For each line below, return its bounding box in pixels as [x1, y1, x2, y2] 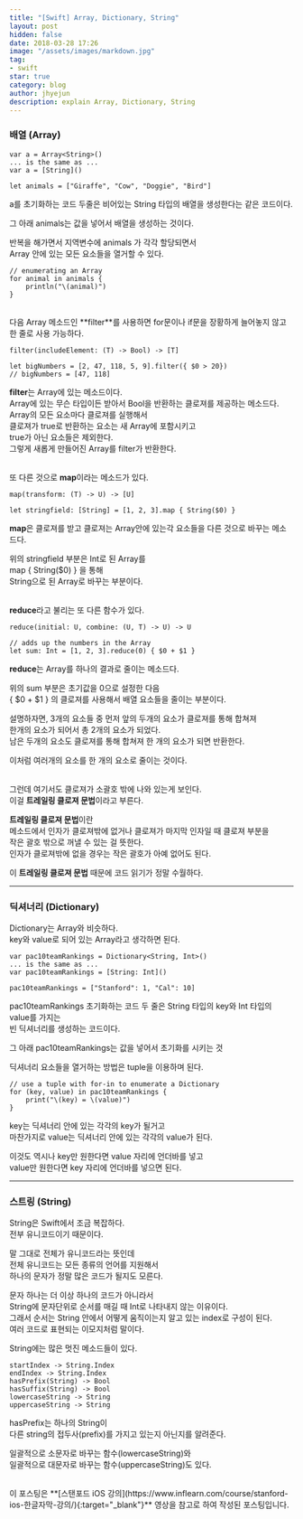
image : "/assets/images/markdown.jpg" [9, 47, 155, 56]
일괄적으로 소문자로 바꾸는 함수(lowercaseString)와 [9, 1448, 191, 1459]
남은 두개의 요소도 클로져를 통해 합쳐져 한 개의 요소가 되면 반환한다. [9, 736, 245, 746]
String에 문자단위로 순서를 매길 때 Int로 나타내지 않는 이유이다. [9, 1301, 228, 1312]
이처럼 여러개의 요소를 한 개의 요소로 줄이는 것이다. [9, 755, 188, 765]
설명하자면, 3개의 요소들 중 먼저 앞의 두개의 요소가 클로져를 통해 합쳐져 [9, 713, 257, 724]
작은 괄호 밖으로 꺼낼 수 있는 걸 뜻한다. [9, 837, 144, 848]
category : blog [9, 80, 67, 89]
